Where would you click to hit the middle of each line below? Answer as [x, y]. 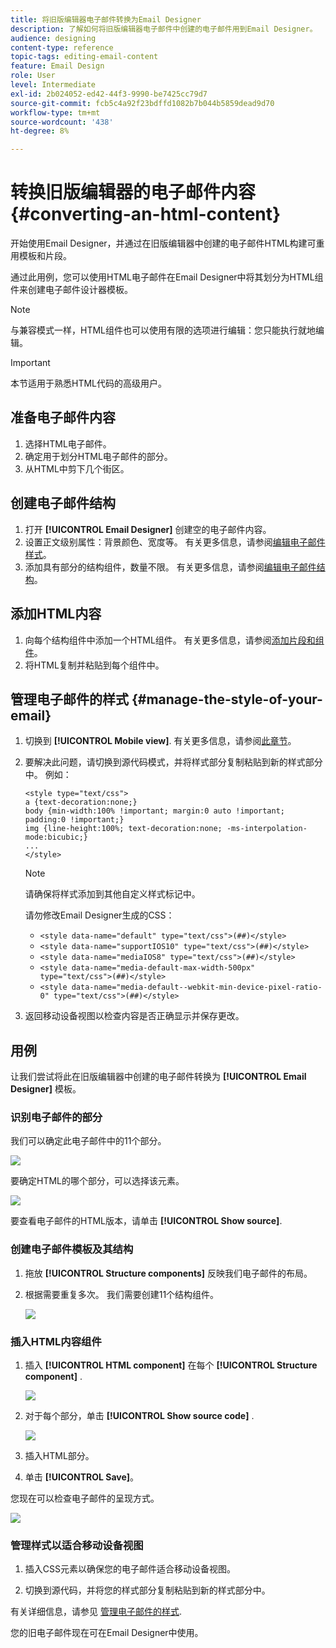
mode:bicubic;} [56, 837]
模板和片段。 [45, 256]
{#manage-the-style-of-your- [227, 699]
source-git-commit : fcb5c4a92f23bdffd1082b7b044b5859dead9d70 [142, 103]
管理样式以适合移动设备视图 [77, 1545]
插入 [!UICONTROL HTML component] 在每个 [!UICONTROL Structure [171, 1365]
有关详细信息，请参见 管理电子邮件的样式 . [96, 1612]
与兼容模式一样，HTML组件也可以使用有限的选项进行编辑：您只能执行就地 [163, 330]
